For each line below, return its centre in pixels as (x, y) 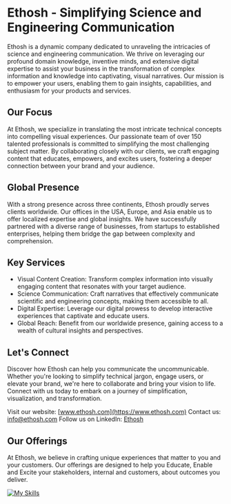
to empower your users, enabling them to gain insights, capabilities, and (109, 83)
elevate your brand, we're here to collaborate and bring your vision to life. (111, 384)
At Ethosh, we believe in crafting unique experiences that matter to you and (114, 457)
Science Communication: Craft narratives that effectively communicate (118, 294)
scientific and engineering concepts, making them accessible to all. (113, 301)
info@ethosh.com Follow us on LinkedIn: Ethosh (75, 419)
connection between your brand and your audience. (81, 166)
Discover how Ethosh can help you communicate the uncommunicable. (108, 369)
